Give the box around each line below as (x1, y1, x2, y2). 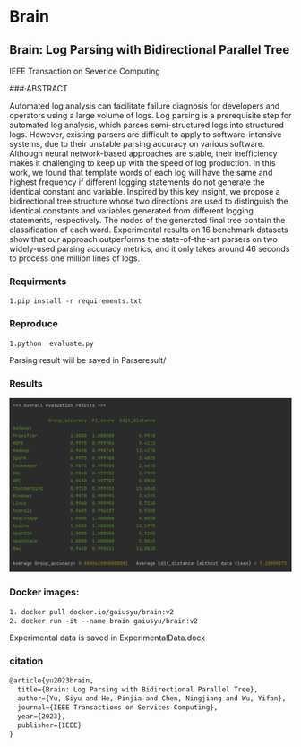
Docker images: (9, 586, 80, 598)
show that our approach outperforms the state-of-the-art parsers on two (9, 234, 278, 244)
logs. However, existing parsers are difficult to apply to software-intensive (9, 129, 282, 140)
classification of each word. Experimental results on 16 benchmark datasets (9, 224, 288, 235)
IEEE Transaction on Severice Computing (9, 65, 161, 76)
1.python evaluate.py (9, 339, 94, 348)
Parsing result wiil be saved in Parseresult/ (9, 354, 167, 365)
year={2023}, (17, 712, 66, 721)
